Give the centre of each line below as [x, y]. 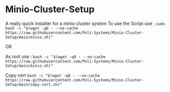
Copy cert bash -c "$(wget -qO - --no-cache [53, 75]
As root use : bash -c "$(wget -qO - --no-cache [56, 56]
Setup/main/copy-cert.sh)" [34, 84]
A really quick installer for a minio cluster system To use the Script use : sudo [85, 23]
